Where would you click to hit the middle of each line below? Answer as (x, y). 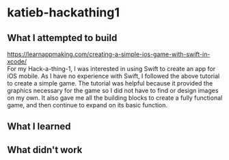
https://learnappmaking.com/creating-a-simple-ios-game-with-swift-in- (109, 54)
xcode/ (17, 62)
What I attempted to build (62, 38)
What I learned (39, 127)
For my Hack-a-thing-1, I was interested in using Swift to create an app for (111, 69)
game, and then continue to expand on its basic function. (87, 105)
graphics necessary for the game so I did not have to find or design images (113, 91)
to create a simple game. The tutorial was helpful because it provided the (110, 83)
